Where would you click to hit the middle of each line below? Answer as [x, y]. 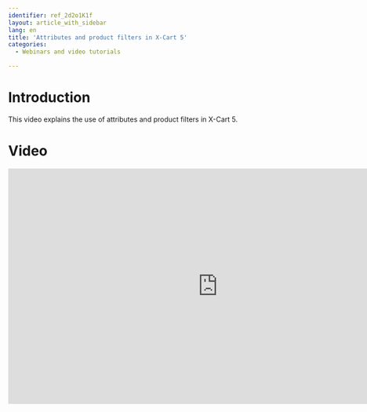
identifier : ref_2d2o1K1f [50, 15]
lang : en [22, 30]
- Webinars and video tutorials [68, 52]
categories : [27, 45]
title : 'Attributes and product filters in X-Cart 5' [98, 37]
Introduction [49, 98]
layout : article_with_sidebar [58, 23]
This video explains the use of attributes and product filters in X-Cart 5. [123, 119]
